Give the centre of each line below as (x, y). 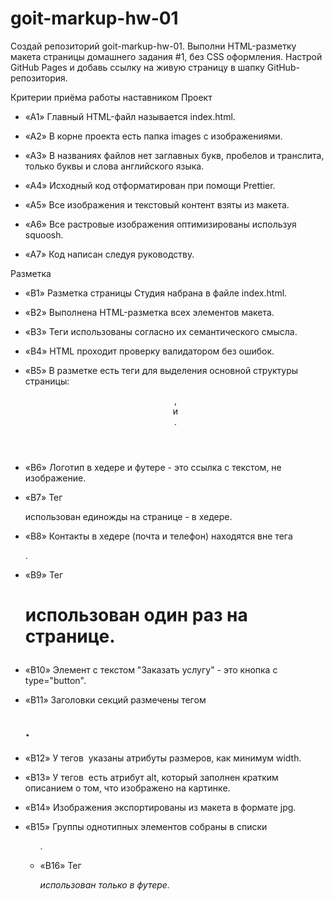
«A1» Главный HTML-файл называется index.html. (130, 116)
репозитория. (39, 78)
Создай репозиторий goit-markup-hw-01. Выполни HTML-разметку (153, 46)
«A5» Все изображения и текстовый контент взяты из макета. (157, 204)
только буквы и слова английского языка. (114, 166)
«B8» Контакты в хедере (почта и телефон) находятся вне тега (158, 536)
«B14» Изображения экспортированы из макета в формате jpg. (160, 807)
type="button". (55, 681)
